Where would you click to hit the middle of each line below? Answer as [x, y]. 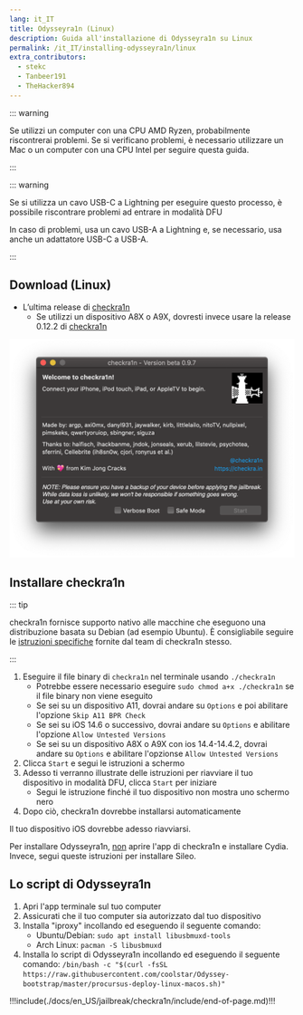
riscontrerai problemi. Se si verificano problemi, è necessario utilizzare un [147, 139]
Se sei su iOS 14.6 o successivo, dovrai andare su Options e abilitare [163, 724]
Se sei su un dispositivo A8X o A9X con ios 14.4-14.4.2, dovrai [151, 743]
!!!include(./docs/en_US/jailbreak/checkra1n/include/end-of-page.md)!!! [142, 1001]
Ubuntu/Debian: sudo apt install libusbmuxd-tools [133, 935]
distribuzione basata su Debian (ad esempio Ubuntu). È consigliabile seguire [151, 632]
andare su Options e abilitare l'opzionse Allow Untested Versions [157, 753]
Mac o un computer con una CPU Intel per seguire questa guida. [129, 149]
